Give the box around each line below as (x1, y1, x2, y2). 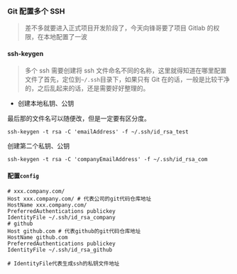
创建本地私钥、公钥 (17, 99, 75, 107)
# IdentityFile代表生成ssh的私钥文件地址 (7, 260, 120, 267)
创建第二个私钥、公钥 (7, 141, 70, 150)
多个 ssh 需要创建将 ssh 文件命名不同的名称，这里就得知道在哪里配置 (24, 66, 227, 75)
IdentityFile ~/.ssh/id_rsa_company (7, 214, 116, 221)
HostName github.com (7, 234, 69, 241)
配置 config (7, 172, 39, 180)
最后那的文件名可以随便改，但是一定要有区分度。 (7, 114, 150, 122)
